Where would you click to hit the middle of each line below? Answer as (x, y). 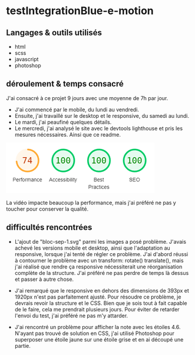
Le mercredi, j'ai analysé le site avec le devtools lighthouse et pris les (99, 128)
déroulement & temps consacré (65, 84)
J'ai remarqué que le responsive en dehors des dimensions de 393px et (102, 290)
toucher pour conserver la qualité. (47, 209)
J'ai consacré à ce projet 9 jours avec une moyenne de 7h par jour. (87, 98)
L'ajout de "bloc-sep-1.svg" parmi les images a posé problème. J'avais (100, 241)
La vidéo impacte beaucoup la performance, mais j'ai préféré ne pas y (91, 203)
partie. (23, 346)
